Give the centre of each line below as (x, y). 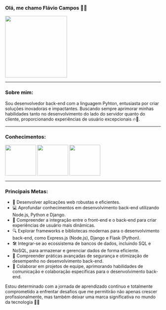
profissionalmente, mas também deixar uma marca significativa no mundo (80, 297)
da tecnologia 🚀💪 (22, 302)
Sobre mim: (19, 92)
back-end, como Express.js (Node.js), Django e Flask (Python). (76, 238)
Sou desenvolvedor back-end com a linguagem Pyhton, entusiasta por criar (82, 103)
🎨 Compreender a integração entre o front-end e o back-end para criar (84, 220)
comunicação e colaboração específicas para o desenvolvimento (79, 271)
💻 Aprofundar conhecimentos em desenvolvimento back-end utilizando (86, 208)
